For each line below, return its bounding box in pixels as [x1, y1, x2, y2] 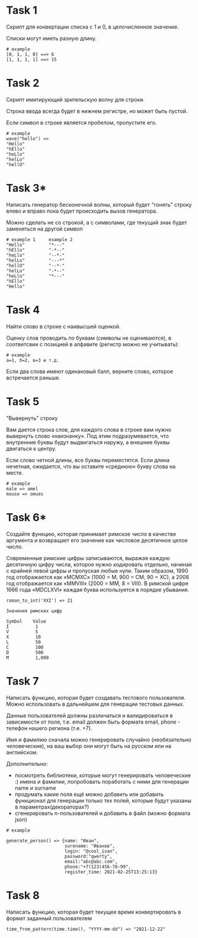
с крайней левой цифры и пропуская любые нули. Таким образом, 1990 [6, 567, 189, 574]
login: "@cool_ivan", [64, 848, 118, 854]
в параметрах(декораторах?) [14, 803, 90, 810]
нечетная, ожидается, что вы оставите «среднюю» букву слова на [6, 463, 176, 470]
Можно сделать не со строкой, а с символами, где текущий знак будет [6, 219, 187, 226]
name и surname [14, 784, 56, 791]
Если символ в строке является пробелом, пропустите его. [6, 119, 157, 126]
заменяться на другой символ [6, 225, 83, 232]
